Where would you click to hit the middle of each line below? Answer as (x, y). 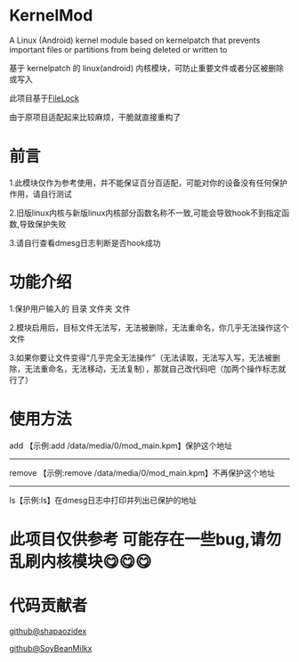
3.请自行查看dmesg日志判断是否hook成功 (85, 242)
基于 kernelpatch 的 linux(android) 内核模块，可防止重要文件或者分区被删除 (147, 68)
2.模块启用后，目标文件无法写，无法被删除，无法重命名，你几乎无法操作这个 (149, 327)
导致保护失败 (43, 224)
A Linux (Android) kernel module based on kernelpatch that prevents (135, 40)
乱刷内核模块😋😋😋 (81, 561)
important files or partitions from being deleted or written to (118, 49)
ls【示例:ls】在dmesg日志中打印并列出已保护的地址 (103, 500)
